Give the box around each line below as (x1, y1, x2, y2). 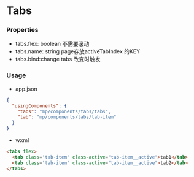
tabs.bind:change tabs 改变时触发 (15, 56, 101, 63)
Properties (6, 26, 39, 34)
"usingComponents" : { (12, 102, 68, 109)
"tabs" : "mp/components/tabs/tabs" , (17, 108, 112, 115)
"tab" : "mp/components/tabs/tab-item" (17, 114, 117, 120)
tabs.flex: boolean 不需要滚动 (15, 40, 90, 48)
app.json (15, 85, 38, 92)
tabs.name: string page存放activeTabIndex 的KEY (15, 48, 141, 55)
